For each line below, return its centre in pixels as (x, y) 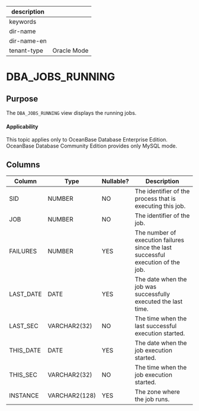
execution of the (157, 262)
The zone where (158, 392)
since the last (153, 248)
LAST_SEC (24, 326)
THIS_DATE (25, 351)
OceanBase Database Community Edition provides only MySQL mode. (92, 146)
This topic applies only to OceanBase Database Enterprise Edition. (87, 140)
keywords (23, 22)
